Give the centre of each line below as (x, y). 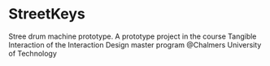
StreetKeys (47, 14)
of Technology (33, 53)
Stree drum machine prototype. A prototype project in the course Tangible (133, 36)
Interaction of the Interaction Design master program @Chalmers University (135, 44)
